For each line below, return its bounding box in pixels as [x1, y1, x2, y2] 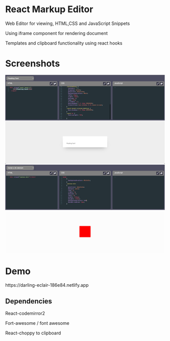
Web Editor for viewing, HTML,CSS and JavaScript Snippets [5, 20, 130, 26]
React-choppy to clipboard [5, 330, 61, 336]
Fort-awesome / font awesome [5, 320, 70, 326]
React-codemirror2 [5, 311, 46, 317]
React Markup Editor [5, 4, 94, 15]
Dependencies [5, 297, 52, 305]
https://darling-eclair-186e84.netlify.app [5, 282, 89, 288]
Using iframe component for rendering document [5, 30, 108, 36]
